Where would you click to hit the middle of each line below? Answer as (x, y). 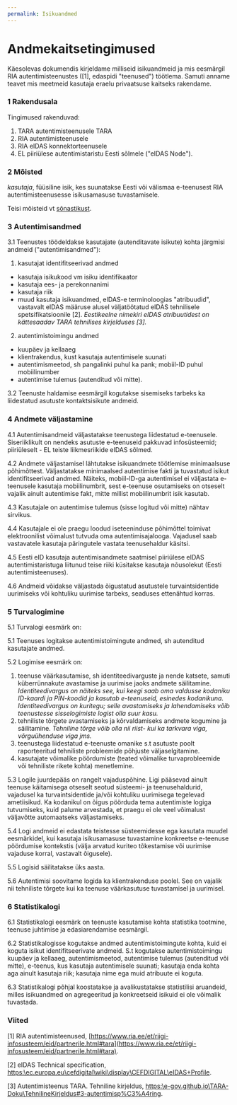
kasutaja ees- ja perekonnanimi (63, 284)
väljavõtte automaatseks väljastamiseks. (66, 817)
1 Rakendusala (33, 102)
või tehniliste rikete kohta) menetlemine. (76, 766)
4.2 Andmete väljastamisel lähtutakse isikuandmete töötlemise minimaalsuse (119, 463)
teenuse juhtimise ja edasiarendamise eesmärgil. (78, 930)
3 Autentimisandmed (44, 227)
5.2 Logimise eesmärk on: (45, 662)
